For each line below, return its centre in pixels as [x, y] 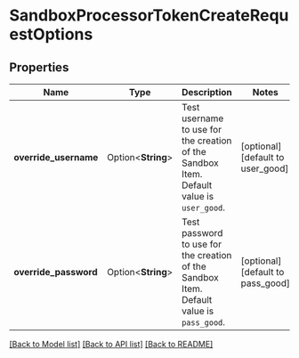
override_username [56, 157]
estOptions [51, 34]
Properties [39, 67]
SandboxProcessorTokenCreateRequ [149, 16]
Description [207, 92]
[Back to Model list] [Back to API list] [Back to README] [111, 344]
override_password [56, 272]
